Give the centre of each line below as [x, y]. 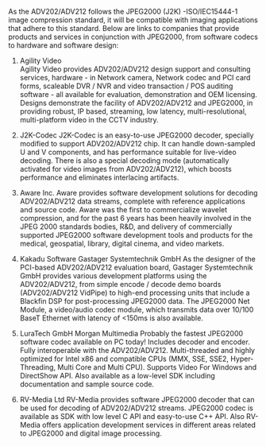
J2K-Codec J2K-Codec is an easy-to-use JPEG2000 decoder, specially [137, 135]
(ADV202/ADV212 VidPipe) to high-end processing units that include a [135, 293]
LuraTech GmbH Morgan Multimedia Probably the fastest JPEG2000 [131, 334]
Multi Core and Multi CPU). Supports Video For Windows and [157, 367]
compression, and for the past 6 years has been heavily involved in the [135, 218]
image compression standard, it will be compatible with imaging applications [133, 20]
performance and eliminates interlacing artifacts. [99, 177]
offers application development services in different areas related [149, 425]
